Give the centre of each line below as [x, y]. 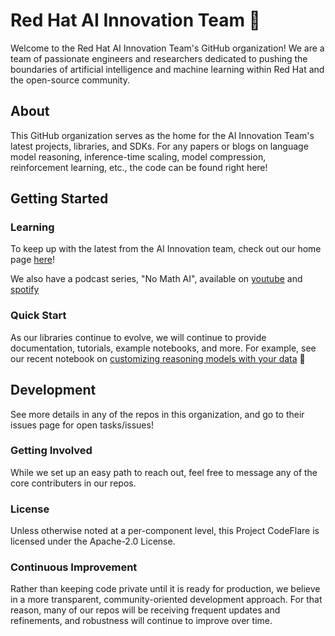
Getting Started [59, 199]
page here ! [32, 260]
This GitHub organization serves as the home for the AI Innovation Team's [162, 135]
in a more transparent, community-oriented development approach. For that [166, 600]
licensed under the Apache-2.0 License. [93, 541]
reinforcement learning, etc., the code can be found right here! [139, 167]
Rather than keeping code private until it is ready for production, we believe [165, 589]
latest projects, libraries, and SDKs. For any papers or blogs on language [159, 146]
